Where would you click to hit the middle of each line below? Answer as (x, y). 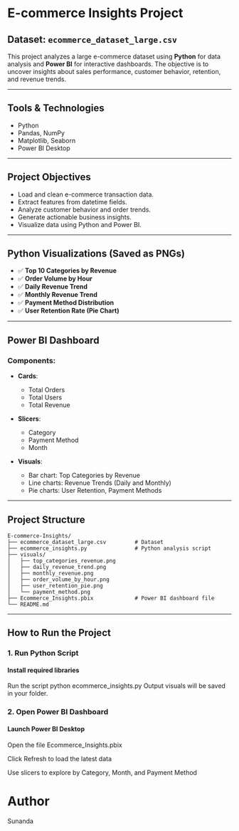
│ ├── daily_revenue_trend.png (57, 567)
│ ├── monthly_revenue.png (51, 573)
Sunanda (21, 821)
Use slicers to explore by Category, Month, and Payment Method (102, 772)
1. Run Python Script (43, 653)
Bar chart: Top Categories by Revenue (84, 476)
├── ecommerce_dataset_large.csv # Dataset (85, 542)
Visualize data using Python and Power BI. (80, 224)
